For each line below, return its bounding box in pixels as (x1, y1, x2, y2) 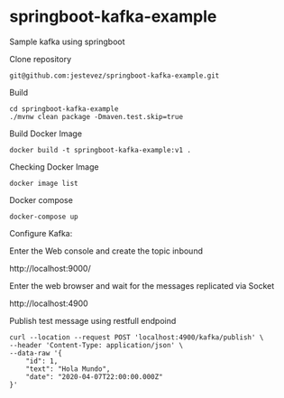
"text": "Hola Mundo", (25, 364, 111, 374)
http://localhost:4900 (9, 298, 88, 309)
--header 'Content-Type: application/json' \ (9, 340, 183, 349)
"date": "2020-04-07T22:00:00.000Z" (25, 372, 164, 381)
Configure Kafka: (9, 227, 73, 238)
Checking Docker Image (9, 161, 99, 172)
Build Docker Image (9, 128, 83, 139)
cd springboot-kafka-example (9, 104, 119, 114)
